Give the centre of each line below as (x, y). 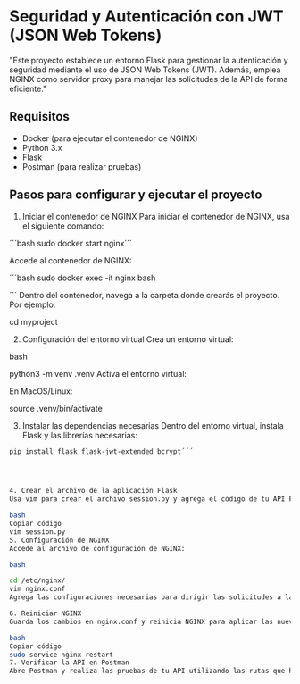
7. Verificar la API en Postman (69, 663)
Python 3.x (42, 147)
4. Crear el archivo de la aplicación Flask (93, 491)
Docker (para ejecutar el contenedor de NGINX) (110, 138)
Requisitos (39, 117)
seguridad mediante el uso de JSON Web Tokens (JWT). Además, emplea (145, 70)
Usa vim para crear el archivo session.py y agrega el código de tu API (147, 499)
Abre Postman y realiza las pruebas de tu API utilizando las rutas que (147, 671)
